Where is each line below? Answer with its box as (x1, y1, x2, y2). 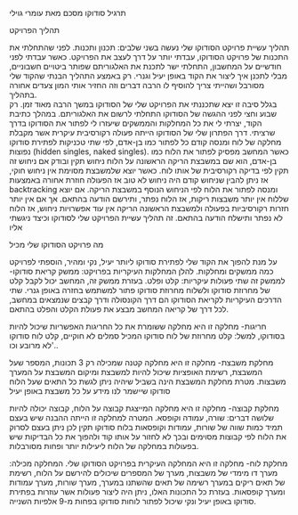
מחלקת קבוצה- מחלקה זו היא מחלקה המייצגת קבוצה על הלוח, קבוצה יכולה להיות (9, 403, 280, 413)
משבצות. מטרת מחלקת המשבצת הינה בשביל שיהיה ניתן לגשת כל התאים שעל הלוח (9, 376, 286, 387)
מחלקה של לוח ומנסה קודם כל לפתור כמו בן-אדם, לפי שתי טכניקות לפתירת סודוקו (9, 137, 282, 147)
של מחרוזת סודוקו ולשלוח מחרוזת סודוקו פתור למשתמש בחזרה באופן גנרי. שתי (9, 285, 270, 295)
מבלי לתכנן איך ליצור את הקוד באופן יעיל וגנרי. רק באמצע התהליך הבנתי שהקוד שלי (9, 70, 287, 81)
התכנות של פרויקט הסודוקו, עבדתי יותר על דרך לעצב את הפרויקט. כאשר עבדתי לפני (9, 52, 289, 61)
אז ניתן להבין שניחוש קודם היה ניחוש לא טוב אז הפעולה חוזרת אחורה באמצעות (9, 175, 269, 185)
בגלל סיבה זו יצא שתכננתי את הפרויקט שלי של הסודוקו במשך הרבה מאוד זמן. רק (9, 99, 278, 110)
